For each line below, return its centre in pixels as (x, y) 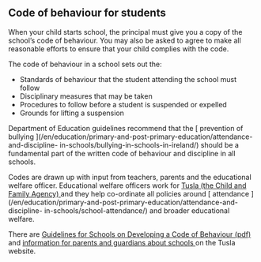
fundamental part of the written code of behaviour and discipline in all (122, 153)
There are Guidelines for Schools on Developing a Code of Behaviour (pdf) (130, 234)
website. (22, 251)
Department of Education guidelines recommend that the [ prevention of (126, 128)
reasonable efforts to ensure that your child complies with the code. (119, 49)
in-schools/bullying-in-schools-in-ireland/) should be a (149, 144)
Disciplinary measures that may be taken (86, 96)
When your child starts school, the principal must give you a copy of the (125, 32)
